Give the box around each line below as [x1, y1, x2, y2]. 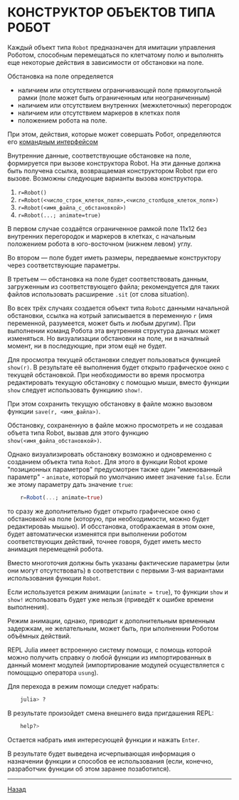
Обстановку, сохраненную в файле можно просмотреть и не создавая [7, 421, 223, 429]
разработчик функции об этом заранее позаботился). [7, 764, 171, 773]
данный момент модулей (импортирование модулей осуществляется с [7, 660, 225, 669]
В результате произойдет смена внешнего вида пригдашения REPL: [7, 709, 214, 717]
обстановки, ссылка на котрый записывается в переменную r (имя [7, 311, 213, 319]
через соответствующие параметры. [7, 261, 121, 270]
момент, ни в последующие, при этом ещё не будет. [7, 342, 167, 350]
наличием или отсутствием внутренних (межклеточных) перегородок [17, 101, 232, 109]
